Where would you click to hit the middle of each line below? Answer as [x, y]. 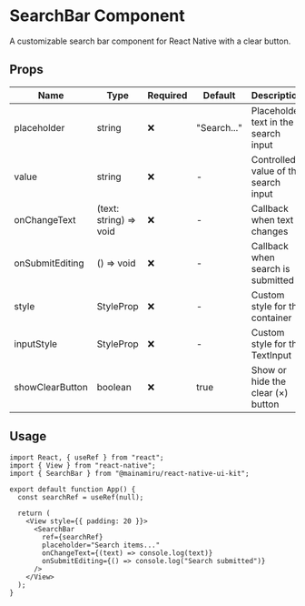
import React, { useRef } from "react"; [87, 457]
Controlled [274, 159]
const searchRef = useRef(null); [81, 497]
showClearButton [51, 387]
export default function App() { [73, 489]
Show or [269, 369]
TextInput [271, 355]
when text [272, 219]
